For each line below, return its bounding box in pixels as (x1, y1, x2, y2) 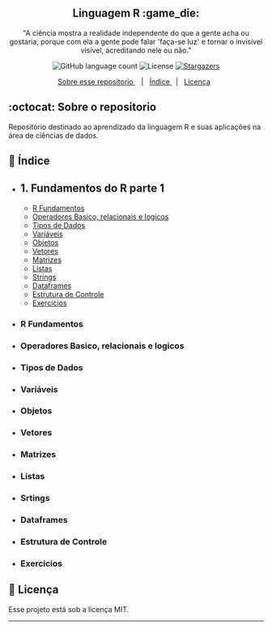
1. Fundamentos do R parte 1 (19, 182, 164, 196)
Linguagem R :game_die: (72, 6, 200, 20)
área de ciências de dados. (8, 130, 99, 140)
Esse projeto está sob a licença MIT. (8, 604, 130, 614)
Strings (32, 272, 57, 282)
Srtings (19, 493, 50, 504)
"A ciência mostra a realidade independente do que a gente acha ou (23, 28, 249, 37)
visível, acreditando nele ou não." (80, 45, 192, 55)
